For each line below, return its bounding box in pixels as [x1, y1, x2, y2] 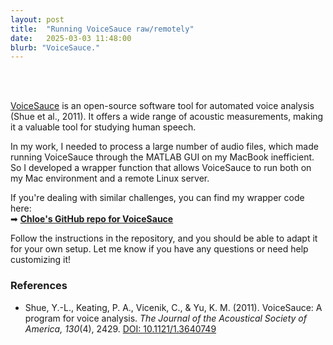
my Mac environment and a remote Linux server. [10, 172, 210, 185]
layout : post [10, 14, 65, 25]
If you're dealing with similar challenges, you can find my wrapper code [10, 192, 305, 204]
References [10, 279, 68, 293]
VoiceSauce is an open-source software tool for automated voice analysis [10, 100, 315, 112]
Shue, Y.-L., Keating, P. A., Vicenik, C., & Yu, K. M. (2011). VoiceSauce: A [24, 301, 323, 313]
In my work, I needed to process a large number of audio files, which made [10, 141, 319, 153]
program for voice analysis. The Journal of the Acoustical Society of [24, 312, 307, 324]
